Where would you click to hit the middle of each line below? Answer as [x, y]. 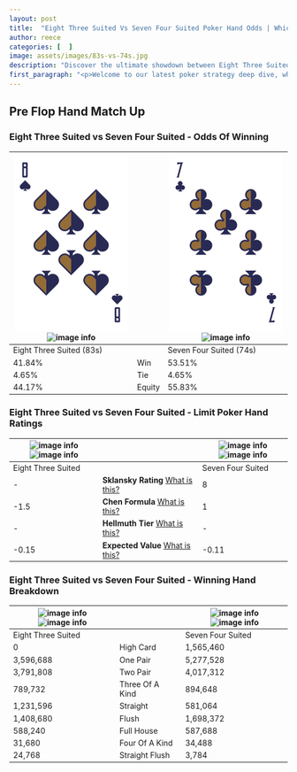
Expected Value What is [147, 545]
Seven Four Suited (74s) [212, 351]
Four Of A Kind [146, 743]
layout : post [33, 19]
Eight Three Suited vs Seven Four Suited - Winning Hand [133, 580]
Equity [148, 387]
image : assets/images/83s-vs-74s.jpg [79, 56]
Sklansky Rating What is [147, 480]
